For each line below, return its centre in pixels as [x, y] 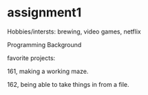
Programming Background [44, 44]
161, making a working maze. [48, 71]
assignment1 [44, 13]
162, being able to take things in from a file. [68, 84]
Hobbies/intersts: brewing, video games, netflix [74, 31]
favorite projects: [31, 58]
